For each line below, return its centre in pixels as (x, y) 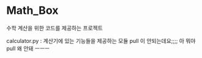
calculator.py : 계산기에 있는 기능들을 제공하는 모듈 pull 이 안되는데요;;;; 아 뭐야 (101, 40)
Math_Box (32, 11)
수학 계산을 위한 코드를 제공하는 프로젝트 (54, 28)
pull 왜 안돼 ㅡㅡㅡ (28, 48)
